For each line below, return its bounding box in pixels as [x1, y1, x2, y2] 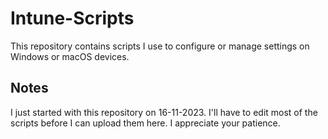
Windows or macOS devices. [10, 50, 130, 62]
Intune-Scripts [10, 7, 135, 30]
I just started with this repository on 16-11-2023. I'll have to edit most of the [10, 106, 318, 118]
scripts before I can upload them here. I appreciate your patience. [10, 117, 281, 129]
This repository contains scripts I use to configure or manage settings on [10, 40, 310, 52]
